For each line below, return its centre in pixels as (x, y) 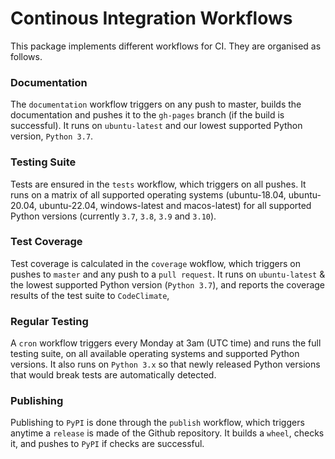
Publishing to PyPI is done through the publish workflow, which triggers (157, 423)
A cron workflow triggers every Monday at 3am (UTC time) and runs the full (166, 343)
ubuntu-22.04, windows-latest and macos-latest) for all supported (175, 205)
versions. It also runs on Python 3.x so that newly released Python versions (165, 364)
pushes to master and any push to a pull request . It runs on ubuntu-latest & (168, 274)
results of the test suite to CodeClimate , (90, 295)
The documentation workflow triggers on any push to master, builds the (156, 104)
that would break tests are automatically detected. (113, 375)
